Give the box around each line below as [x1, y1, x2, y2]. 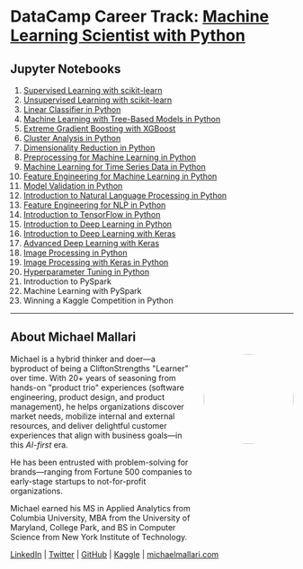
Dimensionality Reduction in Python [22, 142, 156, 153]
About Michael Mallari [10, 330, 137, 345]
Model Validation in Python [22, 181, 123, 191]
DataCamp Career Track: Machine [10, 6, 270, 27]
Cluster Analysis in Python [22, 133, 121, 143]
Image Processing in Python [22, 247, 129, 258]
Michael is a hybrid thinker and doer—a [10, 353, 156, 364]
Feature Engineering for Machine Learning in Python [22, 171, 218, 182]
